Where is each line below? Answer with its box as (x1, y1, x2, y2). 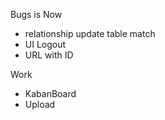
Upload (24, 99, 56, 110)
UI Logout (24, 39, 67, 50)
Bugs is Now (10, 9, 63, 20)
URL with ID (24, 49, 74, 61)
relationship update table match (24, 28, 156, 39)
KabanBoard (24, 88, 77, 99)
